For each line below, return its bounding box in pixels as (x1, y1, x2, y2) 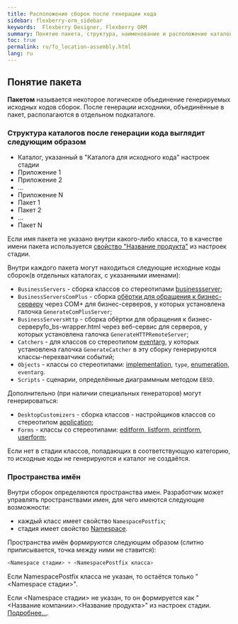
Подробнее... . (7, 608, 50, 618)
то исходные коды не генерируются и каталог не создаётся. (7, 454, 191, 462)
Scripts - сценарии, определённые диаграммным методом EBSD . (17, 375, 215, 383)
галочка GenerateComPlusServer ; (17, 307, 113, 316)
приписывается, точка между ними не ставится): (7, 546, 157, 554)
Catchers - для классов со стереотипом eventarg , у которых (17, 337, 200, 346)
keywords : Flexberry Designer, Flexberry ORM (7, 23, 147, 31)
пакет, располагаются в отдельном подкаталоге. (7, 110, 156, 119)
